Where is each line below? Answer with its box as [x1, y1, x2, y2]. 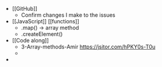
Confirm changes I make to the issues [21, 11, 116, 19]
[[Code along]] [11, 37, 50, 44]
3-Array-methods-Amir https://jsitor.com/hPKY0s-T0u [21, 43, 156, 50]
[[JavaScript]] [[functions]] [11, 18, 80, 25]
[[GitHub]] [11, 5, 37, 12]
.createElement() [21, 31, 63, 38]
